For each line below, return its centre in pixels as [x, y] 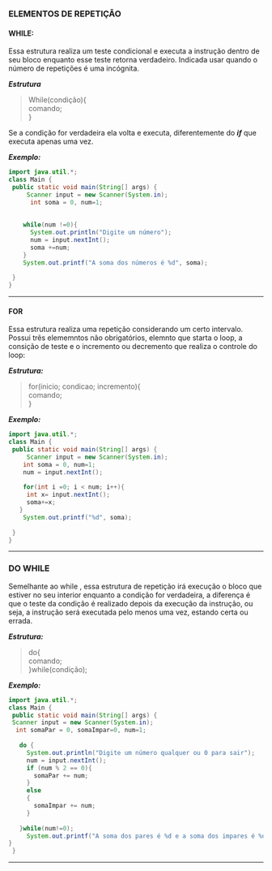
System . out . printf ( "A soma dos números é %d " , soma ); [115, 263]
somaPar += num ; [61, 775]
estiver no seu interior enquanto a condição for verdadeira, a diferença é [130, 595]
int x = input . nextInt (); [68, 495]
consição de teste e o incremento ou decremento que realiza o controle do [133, 347]
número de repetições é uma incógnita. [74, 68]
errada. [21, 620]
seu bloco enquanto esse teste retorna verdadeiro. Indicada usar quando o [133, 60]
